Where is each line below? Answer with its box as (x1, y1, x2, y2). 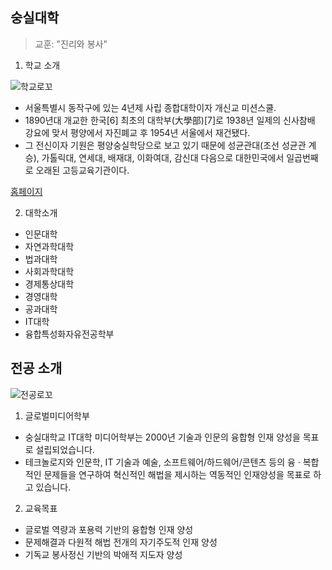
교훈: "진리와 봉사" (34, 38, 108, 50)
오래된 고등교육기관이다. (35, 164, 130, 176)
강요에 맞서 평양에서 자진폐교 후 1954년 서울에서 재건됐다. (24, 126, 251, 138)
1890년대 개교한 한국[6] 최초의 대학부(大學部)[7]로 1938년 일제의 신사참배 (24, 114, 316, 126)
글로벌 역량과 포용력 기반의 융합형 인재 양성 (24, 523, 194, 535)
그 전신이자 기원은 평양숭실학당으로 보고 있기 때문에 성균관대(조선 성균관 (24, 139, 307, 151)
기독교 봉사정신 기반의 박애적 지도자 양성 (24, 548, 183, 560)
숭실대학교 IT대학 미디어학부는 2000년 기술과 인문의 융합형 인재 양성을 (24, 431, 301, 443)
